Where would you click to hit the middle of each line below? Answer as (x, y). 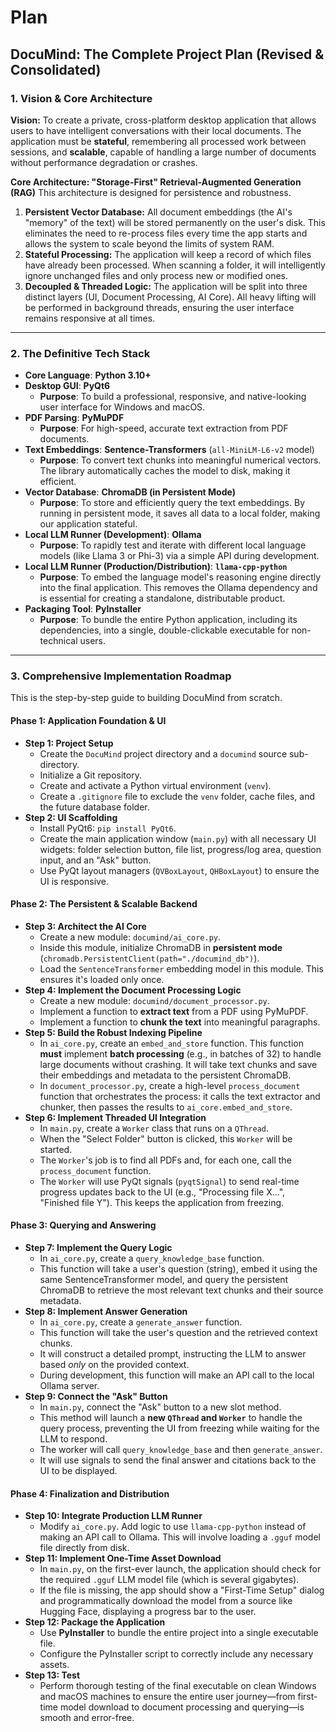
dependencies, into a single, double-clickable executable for (164, 630)
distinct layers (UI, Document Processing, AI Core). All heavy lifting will (170, 297)
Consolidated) (56, 69)
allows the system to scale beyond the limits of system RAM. (149, 243)
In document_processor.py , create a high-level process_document (170, 1085)
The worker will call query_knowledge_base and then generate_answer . (181, 1450)
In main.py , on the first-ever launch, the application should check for (180, 1569)
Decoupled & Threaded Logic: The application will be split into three (166, 286)
